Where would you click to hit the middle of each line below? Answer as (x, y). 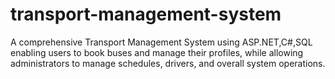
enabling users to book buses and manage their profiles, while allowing (157, 52)
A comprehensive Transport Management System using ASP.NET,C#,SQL (161, 42)
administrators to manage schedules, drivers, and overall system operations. (168, 63)
